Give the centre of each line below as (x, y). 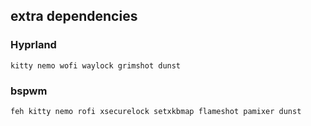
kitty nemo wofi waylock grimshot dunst (96, 65)
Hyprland (33, 45)
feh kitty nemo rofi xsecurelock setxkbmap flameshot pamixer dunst (156, 111)
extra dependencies (74, 16)
